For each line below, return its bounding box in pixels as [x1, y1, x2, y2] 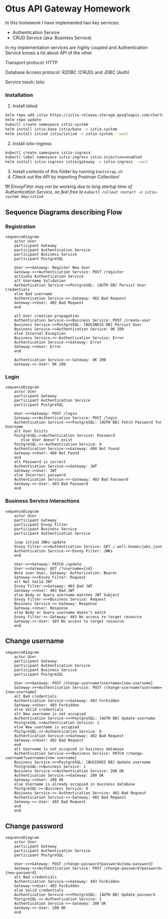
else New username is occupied [14, 725, 79, 730]
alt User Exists [14, 429, 48, 434]
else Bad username [14, 291, 52, 296]
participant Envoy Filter [14, 522, 68, 527]
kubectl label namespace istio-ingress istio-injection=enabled [5, 155, 142, 160]
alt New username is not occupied [14, 712, 86, 717]
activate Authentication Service [14, 274, 84, 279]
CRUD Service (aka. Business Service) [12, 35, 92, 41]
